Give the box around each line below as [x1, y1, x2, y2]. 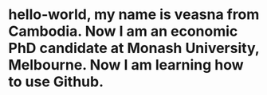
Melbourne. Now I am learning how [8, 56, 245, 74]
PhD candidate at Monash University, [8, 40, 260, 57]
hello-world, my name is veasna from [8, 6, 260, 24]
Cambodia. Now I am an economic [8, 22, 238, 40]
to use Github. [8, 73, 104, 91]
